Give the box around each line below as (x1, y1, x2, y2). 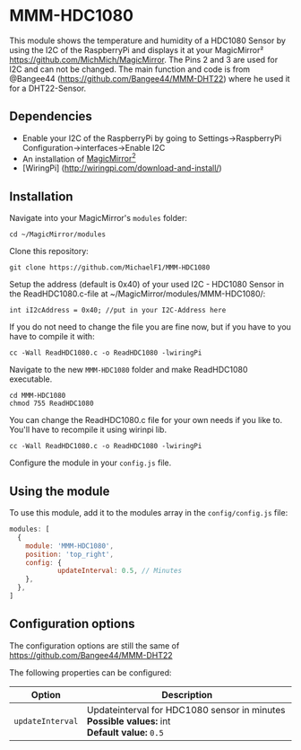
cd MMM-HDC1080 (9, 392, 66, 401)
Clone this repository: (9, 246, 90, 257)
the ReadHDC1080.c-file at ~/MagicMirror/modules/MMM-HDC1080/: (9, 288, 266, 299)
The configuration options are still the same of (9, 640, 180, 651)
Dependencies (9, 109, 92, 124)
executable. (9, 374, 53, 384)
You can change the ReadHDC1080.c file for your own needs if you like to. (9, 415, 283, 426)
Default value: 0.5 (86, 726, 164, 738)
